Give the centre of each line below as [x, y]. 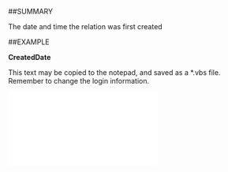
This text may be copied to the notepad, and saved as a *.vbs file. [114, 73]
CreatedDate [30, 57]
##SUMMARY [31, 11]
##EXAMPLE [29, 42]
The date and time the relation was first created [86, 26]
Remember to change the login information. [79, 81]
